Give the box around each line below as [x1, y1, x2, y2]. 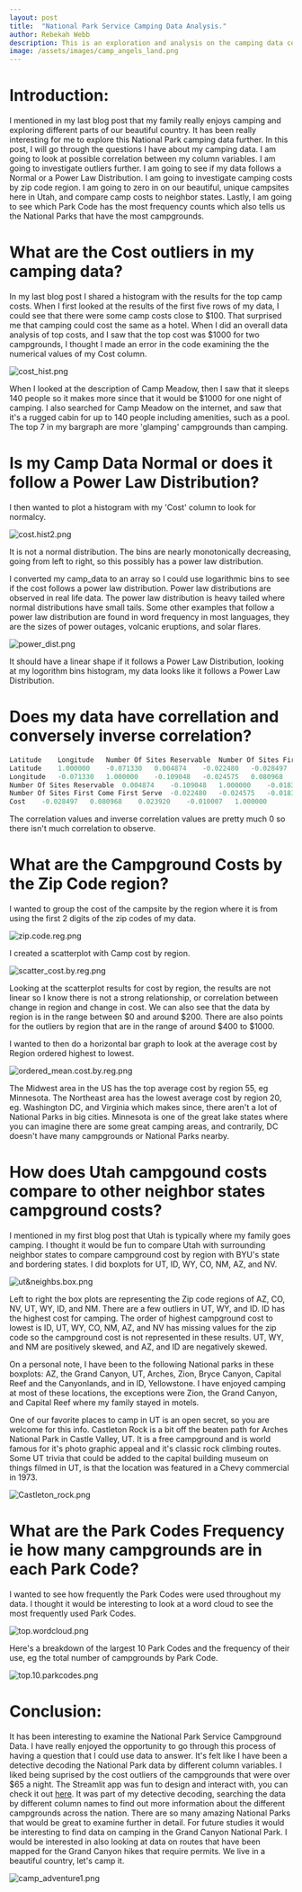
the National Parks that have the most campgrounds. [9, 211, 205, 221]
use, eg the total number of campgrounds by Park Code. [9, 1652, 218, 1663]
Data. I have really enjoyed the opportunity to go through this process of [9, 1740, 277, 1751]
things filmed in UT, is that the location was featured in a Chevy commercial [9, 1463, 289, 1473]
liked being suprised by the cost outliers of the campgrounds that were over [9, 1769, 290, 1780]
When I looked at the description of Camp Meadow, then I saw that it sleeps [9, 383, 289, 394]
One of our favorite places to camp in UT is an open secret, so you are [9, 1414, 270, 1425]
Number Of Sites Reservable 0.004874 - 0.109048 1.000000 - [9, 780, 271, 790]
